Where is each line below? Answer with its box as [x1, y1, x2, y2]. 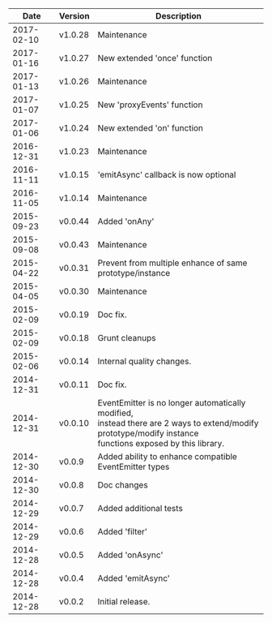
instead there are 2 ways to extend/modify [97, 418, 259, 428]
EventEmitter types [97, 462, 170, 472]
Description [155, 11, 202, 21]
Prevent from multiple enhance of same [97, 257, 248, 269]
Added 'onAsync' [97, 549, 164, 561]
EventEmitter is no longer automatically [97, 397, 246, 408]
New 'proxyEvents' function [97, 99, 203, 110]
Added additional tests [97, 503, 184, 513]
